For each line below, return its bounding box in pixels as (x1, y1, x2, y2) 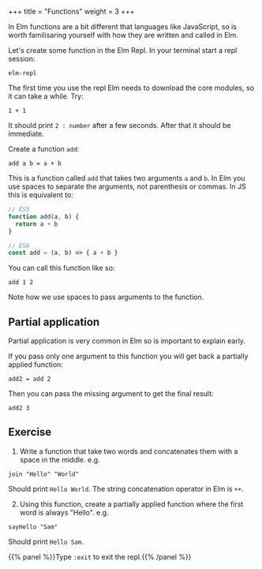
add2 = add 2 (8, 375, 51, 384)
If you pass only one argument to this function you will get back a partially (8, 351, 249, 361)
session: (8, 54, 36, 63)
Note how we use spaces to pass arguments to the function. (8, 292, 204, 302)
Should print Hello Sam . (8, 537, 84, 546)
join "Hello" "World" (8, 470, 80, 478)
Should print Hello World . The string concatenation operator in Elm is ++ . (8, 484, 244, 493)
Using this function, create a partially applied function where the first (19, 499, 244, 508)
